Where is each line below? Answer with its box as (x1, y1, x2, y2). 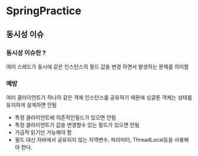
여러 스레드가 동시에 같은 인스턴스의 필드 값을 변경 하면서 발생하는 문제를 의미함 (6, 63, 189, 70)
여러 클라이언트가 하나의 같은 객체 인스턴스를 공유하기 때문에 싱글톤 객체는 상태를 (6, 94, 193, 101)
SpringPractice (6, 4, 82, 18)
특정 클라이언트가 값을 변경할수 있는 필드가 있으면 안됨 (14, 122, 140, 129)
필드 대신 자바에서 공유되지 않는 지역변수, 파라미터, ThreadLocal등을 (14, 136, 173, 144)
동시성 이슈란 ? (6, 49, 46, 57)
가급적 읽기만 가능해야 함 (14, 129, 72, 136)
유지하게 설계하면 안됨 (6, 101, 57, 109)
